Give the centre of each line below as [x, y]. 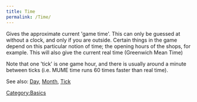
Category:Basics [26, 93]
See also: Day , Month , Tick [39, 81]
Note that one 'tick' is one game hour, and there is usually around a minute [96, 64]
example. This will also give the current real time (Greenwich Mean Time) [95, 52]
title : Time [21, 11]
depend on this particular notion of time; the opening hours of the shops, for [98, 46]
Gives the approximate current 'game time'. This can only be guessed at [93, 33]
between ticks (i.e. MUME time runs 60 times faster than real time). [87, 70]
